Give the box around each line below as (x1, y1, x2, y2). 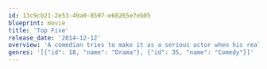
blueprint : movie (8, 19, 66, 27)
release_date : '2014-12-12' (8, 33, 102, 42)
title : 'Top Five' (8, 26, 69, 34)
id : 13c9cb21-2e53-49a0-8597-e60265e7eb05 (8, 11, 151, 20)
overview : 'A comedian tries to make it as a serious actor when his (8, 41, 244, 49)
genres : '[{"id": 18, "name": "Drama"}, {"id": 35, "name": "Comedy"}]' (8, 48, 254, 56)
